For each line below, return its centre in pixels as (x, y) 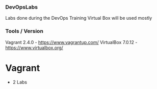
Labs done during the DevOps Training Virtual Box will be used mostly (79, 18)
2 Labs (20, 82)
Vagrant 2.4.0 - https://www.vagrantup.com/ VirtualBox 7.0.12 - (71, 42)
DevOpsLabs (22, 7)
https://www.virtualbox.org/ (34, 48)
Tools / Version (24, 31)
